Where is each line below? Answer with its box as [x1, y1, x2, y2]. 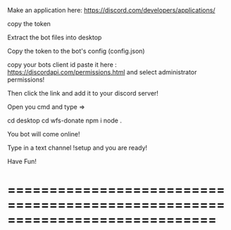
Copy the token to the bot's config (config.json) [7, 47, 146, 55]
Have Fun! [7, 158, 37, 165]
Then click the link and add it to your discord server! [7, 89, 158, 97]
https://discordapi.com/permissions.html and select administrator [7, 68, 197, 76]
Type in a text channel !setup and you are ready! [7, 143, 148, 152]
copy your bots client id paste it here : [7, 60, 118, 69]
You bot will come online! [7, 130, 80, 138]
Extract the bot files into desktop [7, 33, 102, 41]
